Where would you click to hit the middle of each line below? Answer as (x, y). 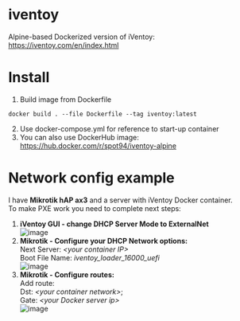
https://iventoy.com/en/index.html (64, 45)
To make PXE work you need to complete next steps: (95, 208)
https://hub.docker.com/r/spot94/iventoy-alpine (98, 146)
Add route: (37, 283)
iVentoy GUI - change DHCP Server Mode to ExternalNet (114, 224)
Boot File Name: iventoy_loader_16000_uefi (90, 257)
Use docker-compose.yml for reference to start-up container (120, 128)
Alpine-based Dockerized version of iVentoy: (81, 37)
